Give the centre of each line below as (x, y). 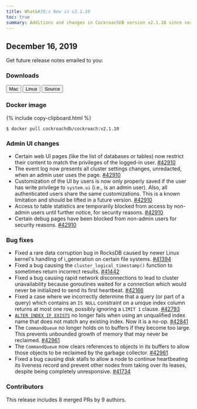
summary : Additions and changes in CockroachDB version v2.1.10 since (94, 22)
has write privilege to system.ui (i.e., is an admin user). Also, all (91, 187)
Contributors (25, 387)
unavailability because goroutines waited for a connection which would (100, 284)
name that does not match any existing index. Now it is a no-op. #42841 (101, 321)
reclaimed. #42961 (37, 340)
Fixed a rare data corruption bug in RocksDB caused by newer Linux (97, 253)
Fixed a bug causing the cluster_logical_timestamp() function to (94, 266)
